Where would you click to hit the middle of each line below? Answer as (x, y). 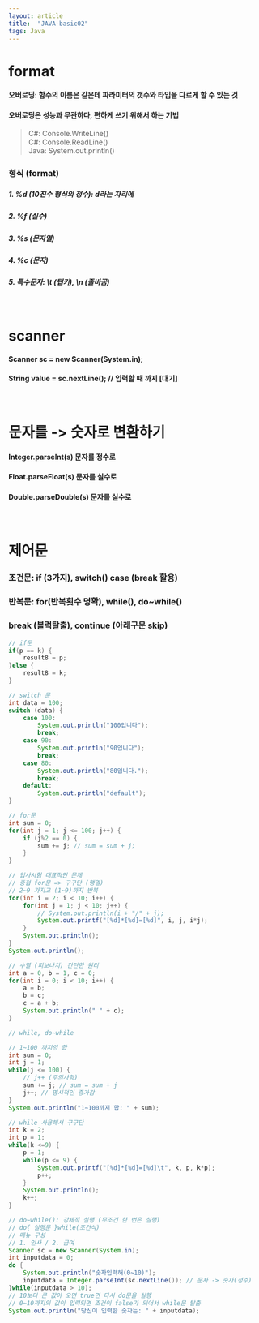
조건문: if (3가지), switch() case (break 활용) (93, 578)
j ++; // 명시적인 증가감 (59, 1093)
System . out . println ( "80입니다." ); (93, 771)
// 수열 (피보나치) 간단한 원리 (53, 965)
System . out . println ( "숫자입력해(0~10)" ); (89, 1273)
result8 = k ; (45, 673)
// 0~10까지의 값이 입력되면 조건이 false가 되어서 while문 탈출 (104, 1303)
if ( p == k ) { (30, 651)
